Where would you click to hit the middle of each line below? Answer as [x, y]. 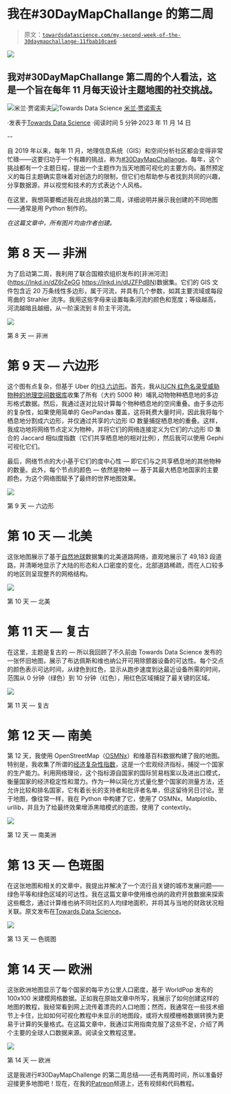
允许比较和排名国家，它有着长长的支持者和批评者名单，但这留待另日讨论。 [112, 790]
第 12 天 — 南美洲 [32, 835]
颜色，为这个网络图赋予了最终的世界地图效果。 [73, 478]
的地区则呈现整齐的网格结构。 [49, 573]
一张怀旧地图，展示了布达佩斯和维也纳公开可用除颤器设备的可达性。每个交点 [115, 661]
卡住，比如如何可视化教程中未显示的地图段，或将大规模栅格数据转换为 [118, 1016]
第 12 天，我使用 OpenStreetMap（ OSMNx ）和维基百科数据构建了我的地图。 [115, 756]
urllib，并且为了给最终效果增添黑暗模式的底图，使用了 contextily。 [101, 807]
